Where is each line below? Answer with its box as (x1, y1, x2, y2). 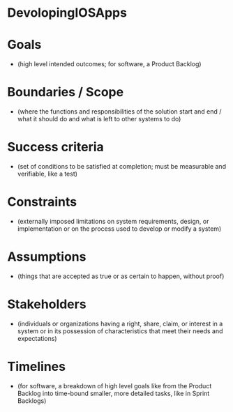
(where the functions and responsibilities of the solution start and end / (17, 107, 222, 116)
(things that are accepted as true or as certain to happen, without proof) (17, 272, 225, 280)
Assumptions (7, 249, 87, 265)
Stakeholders (7, 296, 87, 312)
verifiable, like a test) (17, 169, 78, 178)
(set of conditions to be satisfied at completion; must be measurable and (17, 162, 227, 170)
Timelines (7, 359, 66, 374)
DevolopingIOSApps (7, 5, 128, 21)
